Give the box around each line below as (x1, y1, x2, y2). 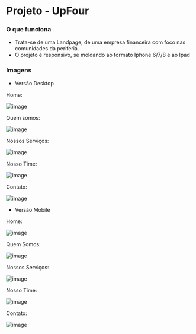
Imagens (6, 66, 32, 75)
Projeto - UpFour (6, 4, 89, 18)
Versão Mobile (14, 206, 50, 213)
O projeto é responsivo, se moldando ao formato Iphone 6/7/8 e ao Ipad (14, 52, 191, 59)
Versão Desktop (14, 79, 54, 87)
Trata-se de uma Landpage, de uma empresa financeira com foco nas (14, 39, 186, 46)
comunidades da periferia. (14, 45, 79, 52)
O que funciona (6, 26, 52, 34)
